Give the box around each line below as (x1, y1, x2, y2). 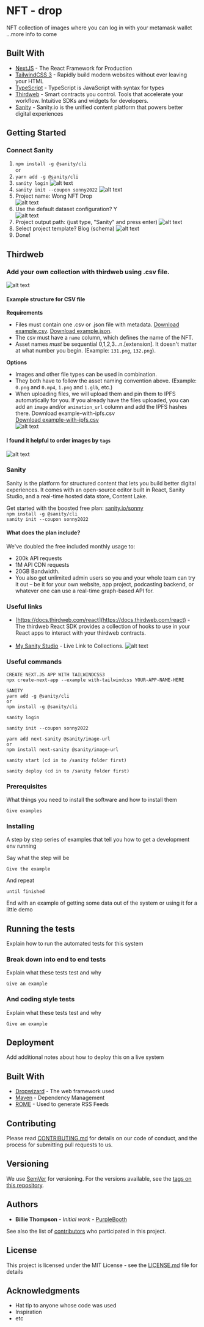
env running (6, 842, 37, 850)
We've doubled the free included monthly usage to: (6, 543, 136, 550)
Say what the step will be (6, 854, 70, 862)
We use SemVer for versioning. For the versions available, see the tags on (6, 1175, 192, 1182)
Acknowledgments (6, 1285, 81, 1296)
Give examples (6, 807, 43, 814)
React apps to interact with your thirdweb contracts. (15, 629, 147, 637)
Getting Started (6, 128, 67, 138)
